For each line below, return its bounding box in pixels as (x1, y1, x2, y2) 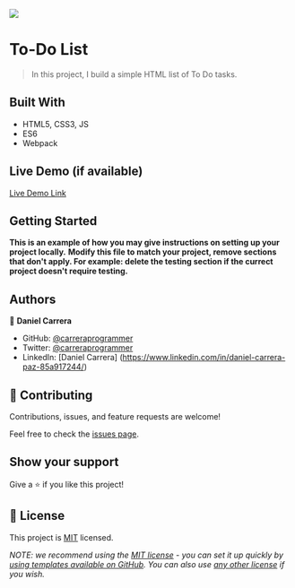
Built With (9, 95, 65, 110)
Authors (9, 291, 56, 307)
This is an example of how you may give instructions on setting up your (9, 238, 281, 248)
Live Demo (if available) (9, 164, 143, 179)
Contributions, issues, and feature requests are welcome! (9, 411, 221, 421)
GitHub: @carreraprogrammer (22, 333, 134, 344)
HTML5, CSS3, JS (22, 118, 90, 129)
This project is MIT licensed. (9, 532, 114, 542)
